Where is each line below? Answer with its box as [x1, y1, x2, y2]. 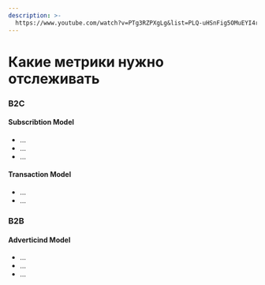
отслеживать [8, 69, 100, 88]
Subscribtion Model [8, 118, 75, 127]
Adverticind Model [8, 234, 71, 245]
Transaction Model [8, 170, 72, 179]
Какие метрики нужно [8, 53, 164, 71]
